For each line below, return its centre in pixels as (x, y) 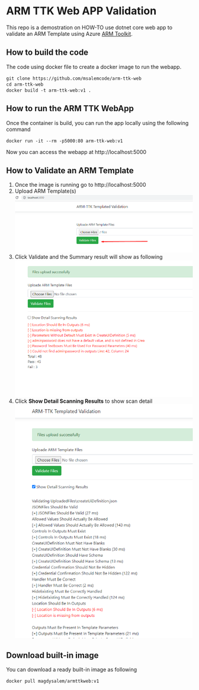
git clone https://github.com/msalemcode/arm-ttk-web (74, 79)
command (18, 129)
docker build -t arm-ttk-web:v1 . (49, 90)
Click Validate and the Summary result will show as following (89, 256)
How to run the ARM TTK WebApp (70, 109)
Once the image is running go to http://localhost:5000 (80, 185)
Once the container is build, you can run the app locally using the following (97, 123)
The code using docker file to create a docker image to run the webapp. (94, 67)
